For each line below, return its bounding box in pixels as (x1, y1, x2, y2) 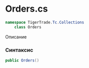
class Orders (14, 24, 42, 29)
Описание (5, 33, 27, 40)
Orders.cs (5, 3, 48, 15)
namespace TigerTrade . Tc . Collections (5, 20, 84, 25)
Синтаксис (5, 46, 34, 53)
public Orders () (5, 58, 39, 63)
